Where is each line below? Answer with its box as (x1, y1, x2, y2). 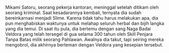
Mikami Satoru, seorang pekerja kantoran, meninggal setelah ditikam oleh (5, 5, 159, 10)
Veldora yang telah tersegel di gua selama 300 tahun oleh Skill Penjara (5, 31, 153, 37)
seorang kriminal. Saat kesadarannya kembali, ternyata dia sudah (5, 10, 142, 16)
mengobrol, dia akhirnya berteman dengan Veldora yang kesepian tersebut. (5, 42, 163, 47)
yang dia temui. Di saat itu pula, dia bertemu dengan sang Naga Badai (5, 26, 151, 32)
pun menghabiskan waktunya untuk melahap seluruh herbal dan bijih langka (5, 20, 164, 26)
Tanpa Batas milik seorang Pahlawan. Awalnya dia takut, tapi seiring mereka (5, 36, 164, 42)
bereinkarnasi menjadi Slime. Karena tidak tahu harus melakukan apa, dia (5, 15, 158, 21)
